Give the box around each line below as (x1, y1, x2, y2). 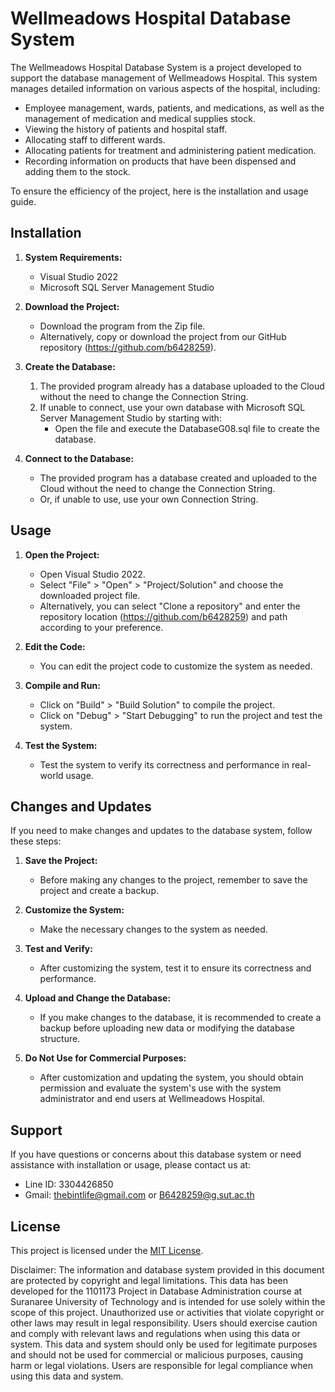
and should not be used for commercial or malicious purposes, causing (10, 1349, 304, 1361)
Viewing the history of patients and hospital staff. (24, 123, 228, 135)
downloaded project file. (39, 589, 141, 601)
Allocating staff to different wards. (24, 133, 166, 146)
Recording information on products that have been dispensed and (24, 155, 297, 167)
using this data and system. (10, 1370, 124, 1382)
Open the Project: (24, 548, 100, 561)
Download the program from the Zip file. (39, 320, 206, 332)
